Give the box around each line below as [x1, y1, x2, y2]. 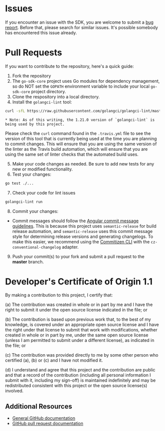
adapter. [62, 244, 79, 250]
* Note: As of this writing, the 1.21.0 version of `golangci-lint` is [5, 117, 155, 122]
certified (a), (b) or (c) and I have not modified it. [5, 358, 103, 364]
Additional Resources [5, 402, 72, 410]
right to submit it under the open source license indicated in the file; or [5, 307, 148, 313]
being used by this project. [5, 122, 65, 127]
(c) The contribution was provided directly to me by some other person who [5, 352, 159, 358]
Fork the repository [12, 72, 52, 79]
